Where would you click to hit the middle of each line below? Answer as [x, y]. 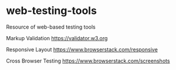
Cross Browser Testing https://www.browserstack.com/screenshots [88, 61]
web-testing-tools [51, 11]
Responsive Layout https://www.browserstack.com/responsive [82, 49]
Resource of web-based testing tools [51, 27]
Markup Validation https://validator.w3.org [57, 38]
